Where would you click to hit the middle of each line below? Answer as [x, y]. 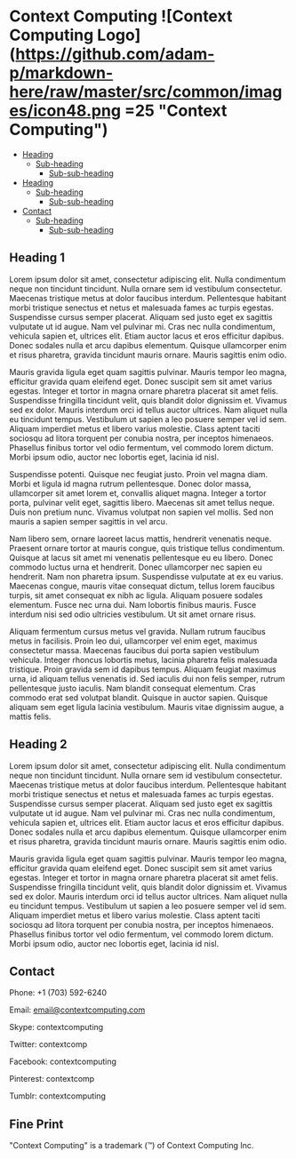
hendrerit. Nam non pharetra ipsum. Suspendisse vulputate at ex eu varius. [147, 576]
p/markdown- [61, 73]
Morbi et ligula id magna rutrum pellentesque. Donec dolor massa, [130, 484]
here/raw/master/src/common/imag [146, 92]
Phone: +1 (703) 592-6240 [58, 993]
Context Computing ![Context [121, 16]
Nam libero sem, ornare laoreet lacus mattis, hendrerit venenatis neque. [140, 539]
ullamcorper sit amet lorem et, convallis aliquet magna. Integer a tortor [138, 493]
